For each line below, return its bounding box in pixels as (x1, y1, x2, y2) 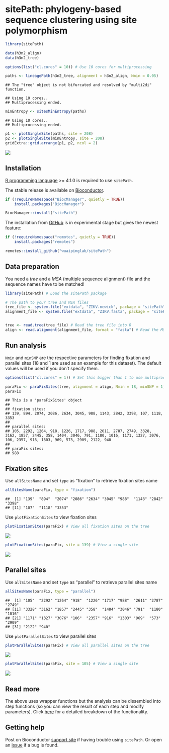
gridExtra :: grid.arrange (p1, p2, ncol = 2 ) (5, 140, 98, 145)
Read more (5, 685, 40, 693)
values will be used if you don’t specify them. (5, 365, 99, 371)
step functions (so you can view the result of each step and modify (5, 703, 144, 710)
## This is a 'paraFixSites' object (5, 398, 82, 403)
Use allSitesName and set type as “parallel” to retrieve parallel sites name (5, 579, 157, 585)
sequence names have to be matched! (5, 281, 84, 287)
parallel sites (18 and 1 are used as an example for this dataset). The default (5, 360, 162, 366)
